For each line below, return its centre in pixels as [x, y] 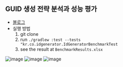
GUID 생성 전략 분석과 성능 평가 [51, 9]
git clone [29, 34]
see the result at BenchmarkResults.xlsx [61, 49]
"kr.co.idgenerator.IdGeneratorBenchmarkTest [69, 44]
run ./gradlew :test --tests [50, 39]
